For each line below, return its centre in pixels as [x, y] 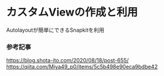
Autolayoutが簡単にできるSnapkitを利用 [55, 30]
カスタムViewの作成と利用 [72, 12]
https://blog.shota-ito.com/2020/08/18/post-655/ [68, 60]
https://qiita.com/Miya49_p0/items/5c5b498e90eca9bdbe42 [82, 67]
